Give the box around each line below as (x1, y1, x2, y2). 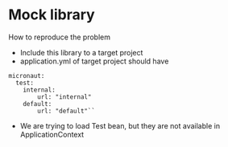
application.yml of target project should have (19, 56, 169, 66)
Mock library (8, 6, 95, 24)
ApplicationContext (19, 129, 85, 139)
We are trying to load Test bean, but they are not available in (19, 120, 220, 130)
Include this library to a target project (19, 47, 143, 57)
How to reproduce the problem (8, 32, 111, 42)
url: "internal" (37, 92, 92, 101)
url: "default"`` (37, 107, 95, 115)
